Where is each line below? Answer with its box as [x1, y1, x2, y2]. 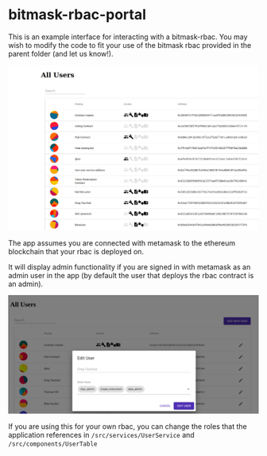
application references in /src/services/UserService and [8, 430, 195, 440]
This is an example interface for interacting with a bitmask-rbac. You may [8, 32, 248, 41]
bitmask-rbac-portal [8, 6, 147, 24]
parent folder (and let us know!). [8, 49, 114, 58]
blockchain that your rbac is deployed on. [8, 247, 145, 257]
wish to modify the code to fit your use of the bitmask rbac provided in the [8, 40, 252, 49]
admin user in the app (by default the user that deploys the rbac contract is [8, 271, 254, 281]
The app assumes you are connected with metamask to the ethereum [8, 238, 236, 248]
